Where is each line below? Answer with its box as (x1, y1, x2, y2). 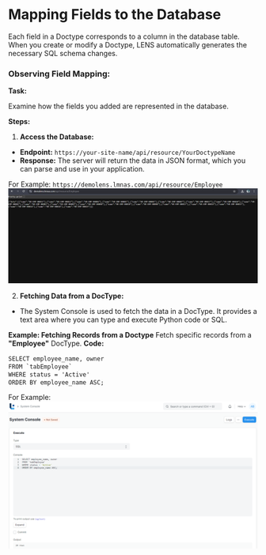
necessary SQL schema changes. (8, 48, 118, 58)
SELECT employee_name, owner (8, 355, 104, 363)
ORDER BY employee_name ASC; (8, 379, 104, 387)
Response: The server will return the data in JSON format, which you (19, 156, 246, 165)
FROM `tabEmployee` (8, 363, 73, 371)
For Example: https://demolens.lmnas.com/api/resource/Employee (8, 179, 223, 189)
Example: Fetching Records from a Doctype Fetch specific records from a (8, 330, 252, 340)
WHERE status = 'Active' (8, 371, 90, 379)
